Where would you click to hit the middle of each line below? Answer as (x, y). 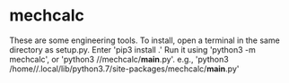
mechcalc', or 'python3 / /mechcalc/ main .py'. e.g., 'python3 (119, 59)
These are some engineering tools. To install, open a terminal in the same (144, 40)
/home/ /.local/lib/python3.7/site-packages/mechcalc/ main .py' (124, 69)
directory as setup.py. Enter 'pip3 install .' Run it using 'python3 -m (132, 49)
